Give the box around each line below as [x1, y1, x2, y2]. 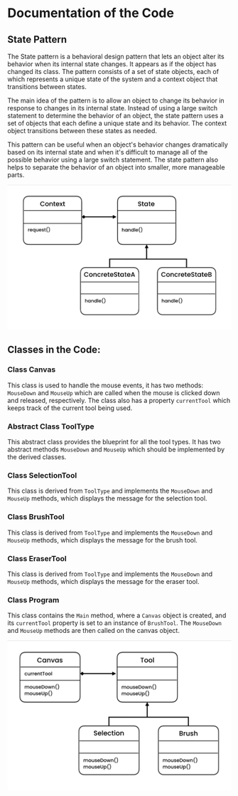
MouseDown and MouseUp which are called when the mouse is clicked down [7, 388, 220, 397]
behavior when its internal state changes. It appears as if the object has [7, 60, 217, 68]
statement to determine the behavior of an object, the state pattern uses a [7, 112, 224, 120]
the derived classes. [7, 453, 67, 461]
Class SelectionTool [7, 471, 77, 481]
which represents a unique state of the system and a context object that [7, 75, 218, 83]
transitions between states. [7, 83, 87, 90]
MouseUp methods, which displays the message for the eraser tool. [7, 577, 200, 586]
